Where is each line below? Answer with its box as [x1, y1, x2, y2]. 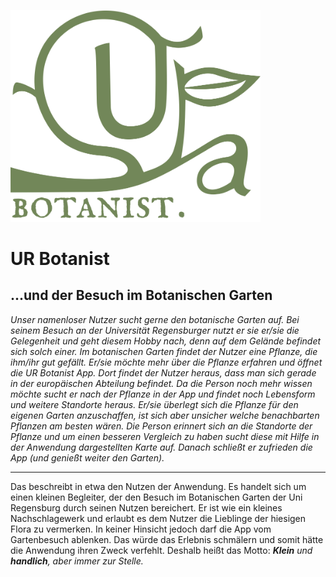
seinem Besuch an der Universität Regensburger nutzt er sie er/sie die [10, 324, 300, 336]
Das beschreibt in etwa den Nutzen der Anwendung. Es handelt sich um [10, 480, 307, 492]
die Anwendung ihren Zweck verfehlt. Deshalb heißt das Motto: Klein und [10, 544, 313, 556]
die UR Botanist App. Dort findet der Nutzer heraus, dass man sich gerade [10, 366, 317, 379]
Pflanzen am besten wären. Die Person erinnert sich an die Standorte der [10, 420, 313, 432]
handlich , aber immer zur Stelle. [10, 555, 144, 567]
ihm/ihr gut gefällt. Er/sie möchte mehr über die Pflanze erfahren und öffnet [10, 356, 323, 368]
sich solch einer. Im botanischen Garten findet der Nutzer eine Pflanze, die [10, 345, 318, 357]
